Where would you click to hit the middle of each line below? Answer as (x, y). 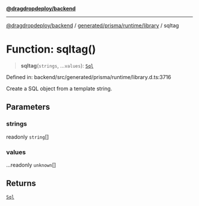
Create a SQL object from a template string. (59, 89)
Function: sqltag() (51, 49)
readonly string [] (28, 137)
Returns (21, 183)
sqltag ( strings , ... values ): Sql (57, 66)
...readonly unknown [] (31, 165)
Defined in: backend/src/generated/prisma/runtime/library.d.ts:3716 (89, 77)
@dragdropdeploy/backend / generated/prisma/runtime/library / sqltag (93, 25)
